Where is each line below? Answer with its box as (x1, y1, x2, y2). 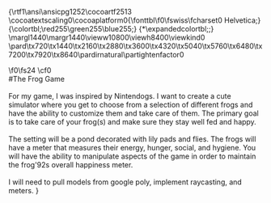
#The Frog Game (8, 74, 65, 83)
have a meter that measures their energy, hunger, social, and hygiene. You (8, 143, 256, 152)
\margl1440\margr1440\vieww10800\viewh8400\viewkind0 (8, 32, 205, 42)
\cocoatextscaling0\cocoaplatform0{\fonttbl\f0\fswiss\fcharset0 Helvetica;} (8, 15, 261, 25)
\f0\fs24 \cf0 (8, 66, 52, 75)
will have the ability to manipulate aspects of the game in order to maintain (8, 151, 256, 161)
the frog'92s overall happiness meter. (8, 160, 133, 169)
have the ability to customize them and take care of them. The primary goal (8, 108, 259, 118)
